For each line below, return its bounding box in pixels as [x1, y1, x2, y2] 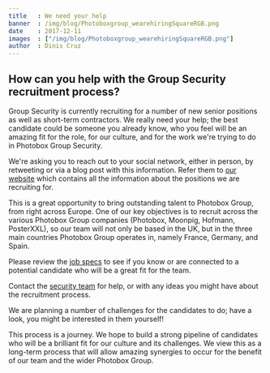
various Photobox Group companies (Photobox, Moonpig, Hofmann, [8, 215, 235, 225]
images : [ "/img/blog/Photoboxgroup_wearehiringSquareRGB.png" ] [8, 34, 234, 43]
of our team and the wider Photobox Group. [8, 355, 154, 365]
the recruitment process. [8, 289, 91, 299]
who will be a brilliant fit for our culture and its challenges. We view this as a [8, 338, 262, 348]
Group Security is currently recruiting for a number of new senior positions [8, 106, 258, 116]
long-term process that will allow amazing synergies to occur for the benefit [8, 346, 262, 357]
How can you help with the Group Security [8, 72, 226, 86]
